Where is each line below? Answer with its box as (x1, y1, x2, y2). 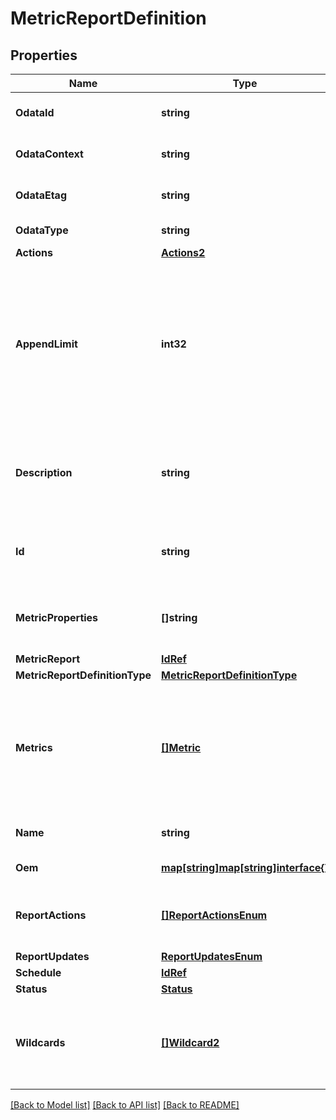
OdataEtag (15, 188, 67, 202)
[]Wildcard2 (161, 1036, 220, 1049)
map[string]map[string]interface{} (161, 861, 329, 874)
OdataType (15, 223, 69, 237)
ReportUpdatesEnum (161, 950, 263, 963)
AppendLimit (15, 337, 78, 351)
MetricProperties (15, 611, 99, 624)
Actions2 (161, 246, 206, 259)
